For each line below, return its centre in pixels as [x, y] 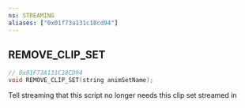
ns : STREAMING [32, 15]
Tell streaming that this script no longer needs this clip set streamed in [122, 95]
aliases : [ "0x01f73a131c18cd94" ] [63, 23]
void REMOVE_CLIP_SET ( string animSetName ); [81, 80]
